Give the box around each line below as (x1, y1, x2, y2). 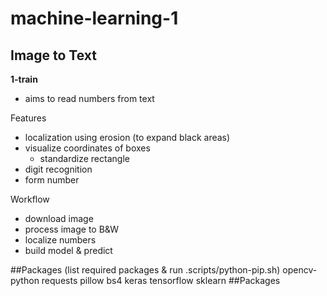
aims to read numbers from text (24, 93, 155, 104)
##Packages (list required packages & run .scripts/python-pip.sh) (10, 264, 281, 276)
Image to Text (10, 47, 97, 64)
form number (24, 174, 80, 186)
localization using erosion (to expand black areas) (24, 132, 231, 143)
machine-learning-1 (10, 7, 179, 30)
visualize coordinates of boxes (24, 142, 151, 154)
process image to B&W (24, 223, 120, 235)
